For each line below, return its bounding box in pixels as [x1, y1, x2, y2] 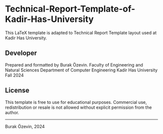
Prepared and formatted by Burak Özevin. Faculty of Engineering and [5, 62, 143, 67]
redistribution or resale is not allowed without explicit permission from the [5, 104, 152, 110]
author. [5, 109, 19, 115]
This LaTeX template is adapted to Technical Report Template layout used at [5, 30, 157, 35]
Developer [5, 49, 37, 57]
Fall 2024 [5, 72, 24, 78]
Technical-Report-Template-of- [5, 3, 135, 15]
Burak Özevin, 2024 [5, 123, 45, 129]
